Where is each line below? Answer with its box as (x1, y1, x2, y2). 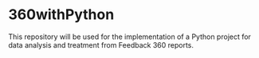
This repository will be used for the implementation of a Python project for (8, 32, 251, 41)
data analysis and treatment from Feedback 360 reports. (8, 40, 194, 49)
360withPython (8, 6, 115, 24)
